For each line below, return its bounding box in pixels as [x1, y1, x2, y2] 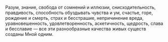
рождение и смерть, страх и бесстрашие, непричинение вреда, [5, 15, 144, 21]
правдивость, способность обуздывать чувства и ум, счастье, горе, [5, 10, 153, 16]
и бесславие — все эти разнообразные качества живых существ [5, 26, 146, 32]
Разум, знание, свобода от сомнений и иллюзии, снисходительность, [5, 5, 156, 10]
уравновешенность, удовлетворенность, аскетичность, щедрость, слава [5, 20, 163, 26]
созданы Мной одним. [5, 31, 54, 37]
